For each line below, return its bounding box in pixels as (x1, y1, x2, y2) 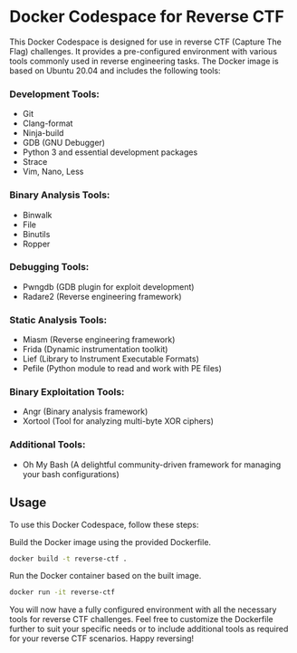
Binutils (22, 228, 51, 239)
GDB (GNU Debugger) (22, 138, 106, 149)
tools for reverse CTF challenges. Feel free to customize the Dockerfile (9, 614, 273, 625)
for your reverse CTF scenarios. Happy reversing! (9, 633, 195, 644)
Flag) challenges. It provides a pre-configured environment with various (9, 45, 278, 56)
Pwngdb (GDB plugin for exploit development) (22, 281, 195, 292)
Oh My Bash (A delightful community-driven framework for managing (22, 459, 282, 470)
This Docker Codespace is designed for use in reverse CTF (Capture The (9, 36, 283, 47)
